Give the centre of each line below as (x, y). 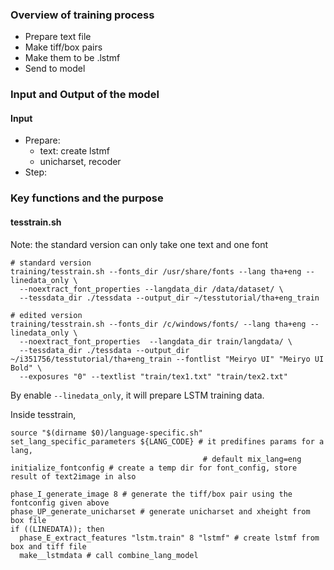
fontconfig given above (60, 503)
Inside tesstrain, (43, 414)
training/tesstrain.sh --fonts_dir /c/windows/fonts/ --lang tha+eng (158, 324)
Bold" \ (26, 368)
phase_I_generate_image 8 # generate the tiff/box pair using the (151, 494)
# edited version (46, 315)
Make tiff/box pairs (63, 47)
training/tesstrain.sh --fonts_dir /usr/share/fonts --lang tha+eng (156, 271)
